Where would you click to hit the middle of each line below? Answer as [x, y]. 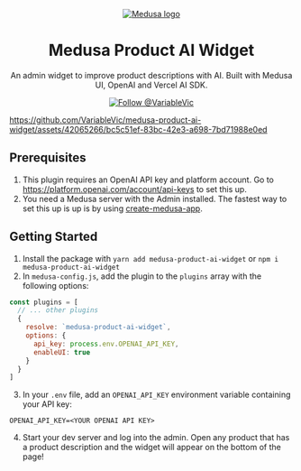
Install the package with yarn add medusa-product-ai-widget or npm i [150, 258]
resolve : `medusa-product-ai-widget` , [98, 328]
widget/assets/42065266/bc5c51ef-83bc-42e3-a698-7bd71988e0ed [138, 129]
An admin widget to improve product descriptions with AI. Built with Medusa [151, 75]
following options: [55, 285]
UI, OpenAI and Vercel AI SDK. [151, 85]
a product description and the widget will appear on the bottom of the [151, 448]
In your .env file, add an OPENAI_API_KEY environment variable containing [156, 395]
